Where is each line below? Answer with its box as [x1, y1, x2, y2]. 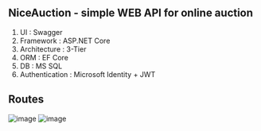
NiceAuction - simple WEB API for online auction [8, 6, 253, 20]
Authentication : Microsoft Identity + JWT [19, 69, 156, 79]
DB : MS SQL [19, 61, 63, 71]
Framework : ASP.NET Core [19, 36, 111, 45]
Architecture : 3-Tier [19, 44, 87, 54]
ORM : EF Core [19, 52, 69, 62]
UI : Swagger [19, 27, 63, 37]
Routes [8, 93, 45, 106]
